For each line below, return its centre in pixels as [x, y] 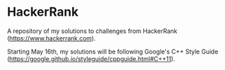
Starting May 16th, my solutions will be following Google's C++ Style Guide [113, 51]
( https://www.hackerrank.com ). [51, 38]
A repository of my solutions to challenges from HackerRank [92, 31]
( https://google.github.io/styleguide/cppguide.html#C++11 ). [91, 58]
